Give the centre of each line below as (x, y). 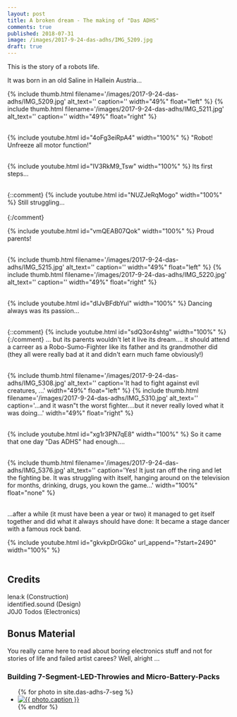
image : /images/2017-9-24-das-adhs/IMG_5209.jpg (80, 40)
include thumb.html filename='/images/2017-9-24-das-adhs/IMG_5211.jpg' (116, 109)
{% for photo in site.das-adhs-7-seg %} (75, 692)
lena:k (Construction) (38, 596)
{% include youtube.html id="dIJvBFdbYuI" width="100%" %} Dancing (110, 303)
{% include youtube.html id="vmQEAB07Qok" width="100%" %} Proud (111, 231)
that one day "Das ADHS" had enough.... (66, 442)
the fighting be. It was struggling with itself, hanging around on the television (119, 478)
